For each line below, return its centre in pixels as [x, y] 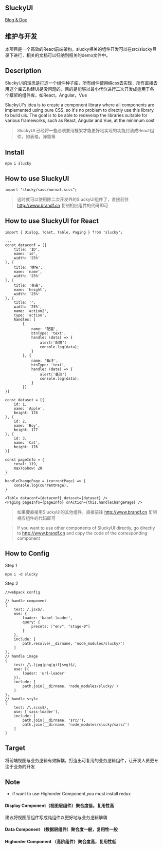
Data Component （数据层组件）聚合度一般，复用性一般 [62, 829]
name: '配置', [45, 329]
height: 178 [26, 413]
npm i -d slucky [21, 574]
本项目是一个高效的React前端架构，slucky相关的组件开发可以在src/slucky [79, 49]
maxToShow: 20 [28, 468]
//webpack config [23, 592]
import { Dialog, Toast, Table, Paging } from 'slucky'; [64, 232]
